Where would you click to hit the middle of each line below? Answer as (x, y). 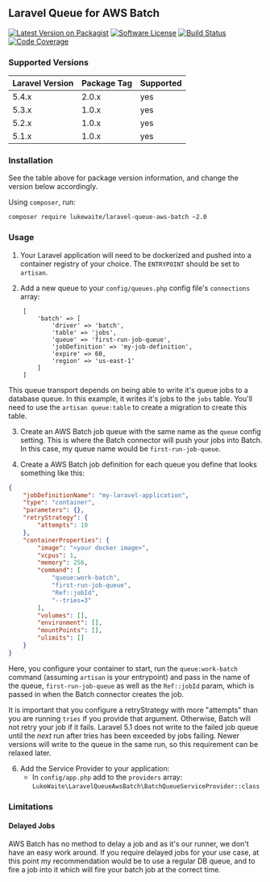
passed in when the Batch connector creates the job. (96, 694)
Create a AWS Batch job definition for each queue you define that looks (139, 464)
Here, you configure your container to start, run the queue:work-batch (123, 668)
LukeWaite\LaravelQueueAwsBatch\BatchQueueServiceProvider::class (146, 786)
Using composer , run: (42, 202)
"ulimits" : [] (61, 638)
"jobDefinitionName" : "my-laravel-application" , (106, 495)
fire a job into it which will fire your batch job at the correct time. (115, 869)
